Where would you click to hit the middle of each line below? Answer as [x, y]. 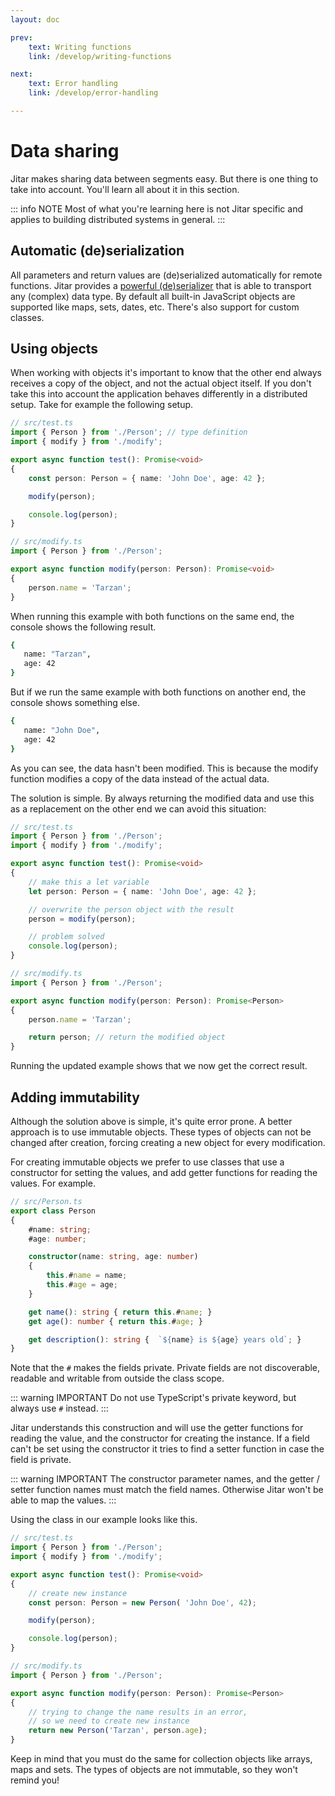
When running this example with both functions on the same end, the [152, 616]
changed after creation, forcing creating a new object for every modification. [168, 1142]
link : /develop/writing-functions [100, 56]
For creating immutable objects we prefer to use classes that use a [147, 1162]
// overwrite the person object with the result [131, 909]
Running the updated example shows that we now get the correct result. [159, 1066]
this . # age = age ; [82, 1285]
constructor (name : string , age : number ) [113, 1257]
